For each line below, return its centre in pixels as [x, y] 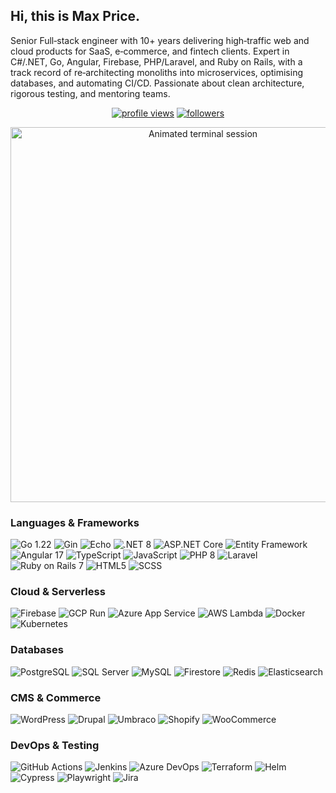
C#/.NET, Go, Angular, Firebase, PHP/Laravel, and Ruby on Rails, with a [156, 61]
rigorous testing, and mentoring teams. [90, 93]
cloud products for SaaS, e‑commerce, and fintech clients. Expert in [150, 51]
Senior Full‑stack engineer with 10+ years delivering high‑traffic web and [160, 40]
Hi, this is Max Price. [75, 16]
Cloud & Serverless [58, 592]
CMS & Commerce [56, 697]
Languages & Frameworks [75, 522]
